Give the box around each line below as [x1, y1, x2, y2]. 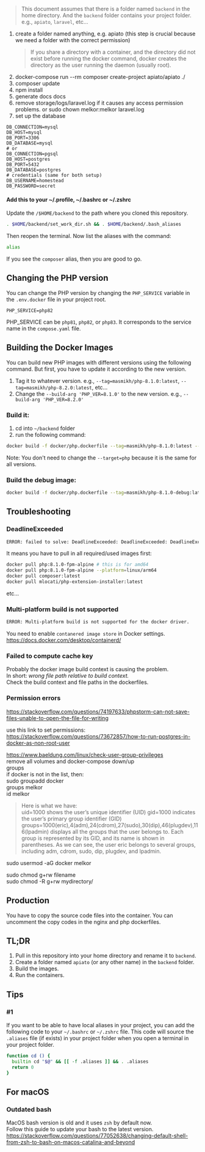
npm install [15, 86, 43, 94]
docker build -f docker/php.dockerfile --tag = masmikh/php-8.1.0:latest [6, 443, 192, 449]
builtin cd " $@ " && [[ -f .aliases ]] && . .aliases [12, 1058, 149, 1065]
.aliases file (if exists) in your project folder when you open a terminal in [6, 1035, 189, 1042]
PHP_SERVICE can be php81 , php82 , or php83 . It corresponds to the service [6, 318, 192, 325]
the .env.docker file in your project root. [6, 295, 107, 303]
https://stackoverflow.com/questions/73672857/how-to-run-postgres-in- [6, 732, 191, 740]
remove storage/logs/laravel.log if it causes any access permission [15, 99, 184, 106]
